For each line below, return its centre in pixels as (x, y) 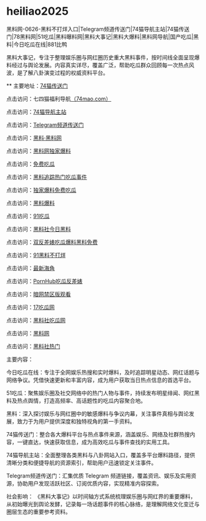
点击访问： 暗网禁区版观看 (39, 294)
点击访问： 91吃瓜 (28, 216)
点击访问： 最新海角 (31, 268)
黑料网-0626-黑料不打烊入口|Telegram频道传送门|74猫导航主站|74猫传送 (98, 29)
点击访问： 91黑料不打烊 (36, 255)
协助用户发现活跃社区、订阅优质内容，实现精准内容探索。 (90, 483)
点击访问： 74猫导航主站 (36, 112)
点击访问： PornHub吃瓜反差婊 (44, 281)
